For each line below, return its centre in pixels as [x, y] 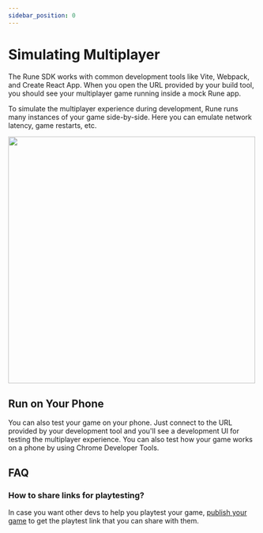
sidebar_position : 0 [42, 15]
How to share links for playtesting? [76, 495]
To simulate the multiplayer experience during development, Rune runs [123, 108]
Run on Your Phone [56, 404]
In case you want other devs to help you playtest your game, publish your [128, 512]
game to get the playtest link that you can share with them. [103, 521]
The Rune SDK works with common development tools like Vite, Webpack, [129, 77]
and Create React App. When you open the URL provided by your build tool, [131, 84]
